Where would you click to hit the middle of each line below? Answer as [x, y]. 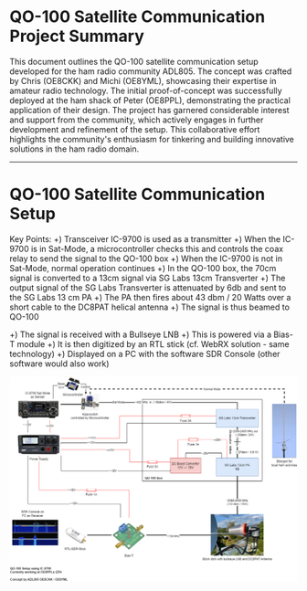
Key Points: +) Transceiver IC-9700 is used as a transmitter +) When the [145, 238]
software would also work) [59, 364]
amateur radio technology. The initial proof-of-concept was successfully [146, 90]
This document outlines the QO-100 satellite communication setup [134, 61]
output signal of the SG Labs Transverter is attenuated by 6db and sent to [148, 287]
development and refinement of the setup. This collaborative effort [135, 129]
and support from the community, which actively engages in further [137, 120]
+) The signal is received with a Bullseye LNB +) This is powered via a [141, 334]
